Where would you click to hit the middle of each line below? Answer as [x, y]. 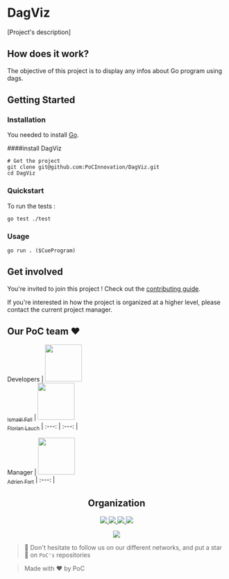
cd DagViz [22, 173]
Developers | [25, 379]
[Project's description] [39, 32]
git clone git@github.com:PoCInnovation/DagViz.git [83, 167]
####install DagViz [35, 148]
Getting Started [41, 100]
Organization [117, 503]
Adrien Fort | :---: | [31, 481]
